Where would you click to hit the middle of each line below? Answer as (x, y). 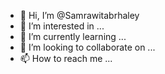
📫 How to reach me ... (66, 58)
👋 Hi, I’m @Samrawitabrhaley (79, 15)
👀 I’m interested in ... (62, 26)
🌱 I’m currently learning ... (73, 36)
